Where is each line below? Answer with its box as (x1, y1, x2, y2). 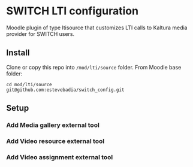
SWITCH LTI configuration (6, 4, 139, 18)
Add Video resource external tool (6, 136, 105, 145)
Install (6, 48, 30, 58)
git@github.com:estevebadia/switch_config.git (6, 87, 125, 93)
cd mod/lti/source (6, 81, 52, 87)
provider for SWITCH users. (6, 30, 75, 37)
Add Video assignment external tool (6, 153, 113, 161)
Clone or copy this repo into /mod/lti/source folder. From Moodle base (6, 63, 182, 71)
